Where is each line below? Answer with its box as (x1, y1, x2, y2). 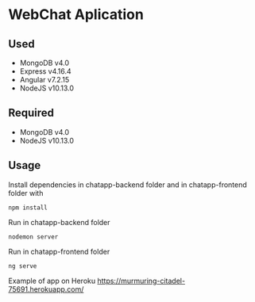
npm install (8, 204, 48, 212)
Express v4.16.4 (19, 67, 71, 76)
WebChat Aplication (8, 6, 145, 24)
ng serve (8, 262, 37, 270)
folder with (8, 188, 44, 197)
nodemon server (8, 232, 59, 241)
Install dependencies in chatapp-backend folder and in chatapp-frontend (8, 180, 248, 189)
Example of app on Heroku (8, 276, 96, 285)
